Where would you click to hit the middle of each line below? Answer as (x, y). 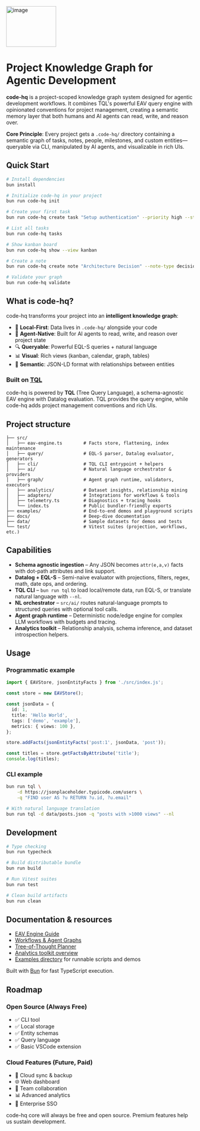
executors (18, 485)
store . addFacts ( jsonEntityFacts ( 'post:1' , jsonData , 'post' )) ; (86, 743)
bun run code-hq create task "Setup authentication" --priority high (94, 217)
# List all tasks (28, 228)
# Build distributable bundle (44, 863)
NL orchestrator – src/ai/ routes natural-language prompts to (91, 603)
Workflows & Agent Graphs (48, 941)
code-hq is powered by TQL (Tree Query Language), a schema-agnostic (95, 393)
